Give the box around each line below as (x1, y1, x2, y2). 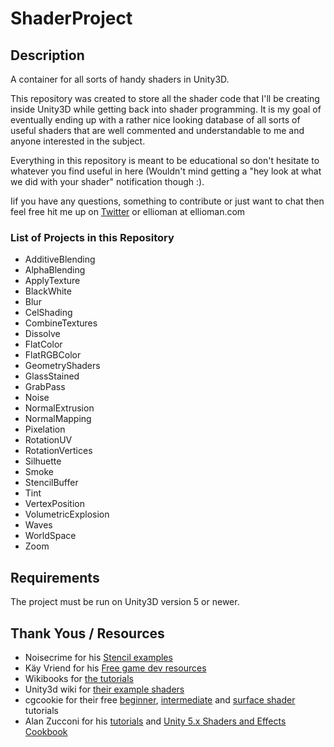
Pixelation (24, 423, 66, 436)
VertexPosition (24, 498, 86, 510)
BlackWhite (24, 285, 72, 297)
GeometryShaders (24, 360, 101, 372)
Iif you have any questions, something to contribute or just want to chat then (10, 195, 325, 207)
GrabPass (24, 381, 66, 393)
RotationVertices (24, 445, 93, 457)
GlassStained (24, 370, 80, 382)
